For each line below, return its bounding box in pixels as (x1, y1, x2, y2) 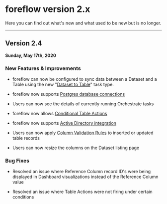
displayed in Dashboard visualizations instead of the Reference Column (12, 174, 159, 180)
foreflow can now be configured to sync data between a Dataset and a (12, 76, 157, 82)
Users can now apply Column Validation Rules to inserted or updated (12, 130, 154, 136)
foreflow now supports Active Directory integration (12, 120, 117, 126)
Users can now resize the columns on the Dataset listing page (12, 145, 140, 151)
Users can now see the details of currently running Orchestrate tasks (12, 101, 154, 107)
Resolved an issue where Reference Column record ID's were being (12, 169, 151, 175)
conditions (12, 194, 34, 200)
